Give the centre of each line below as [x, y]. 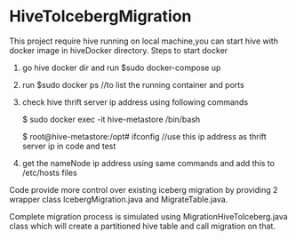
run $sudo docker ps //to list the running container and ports [133, 84]
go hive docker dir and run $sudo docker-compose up [121, 68]
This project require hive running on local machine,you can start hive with [144, 41]
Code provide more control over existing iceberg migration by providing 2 [144, 189]
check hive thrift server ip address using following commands [135, 102]
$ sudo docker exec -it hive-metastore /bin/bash [111, 119]
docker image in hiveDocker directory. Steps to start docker [119, 50]
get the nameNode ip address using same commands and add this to [148, 163]
